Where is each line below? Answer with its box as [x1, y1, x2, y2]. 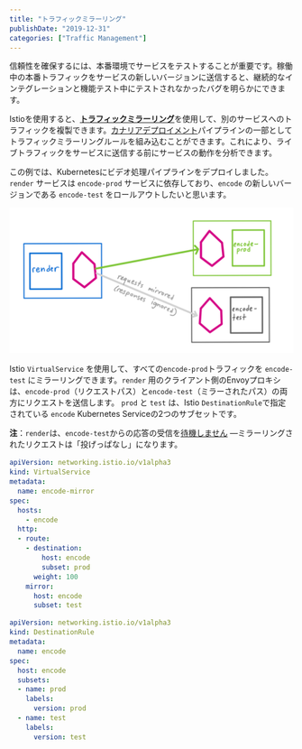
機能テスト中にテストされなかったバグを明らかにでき [79, 83, 278, 94]
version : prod [32, 704, 87, 713]
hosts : [17, 505, 42, 514]
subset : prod [41, 562, 91, 572]
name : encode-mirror [17, 486, 95, 495]
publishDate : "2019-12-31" [9, 23, 111, 33]
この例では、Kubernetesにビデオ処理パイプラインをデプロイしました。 [9, 167, 273, 178]
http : [17, 524, 39, 534]
